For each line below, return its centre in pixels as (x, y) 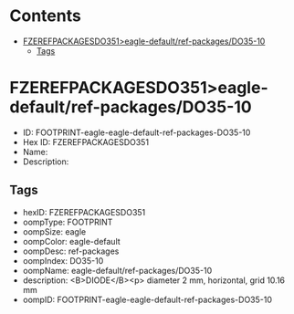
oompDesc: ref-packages (71, 251)
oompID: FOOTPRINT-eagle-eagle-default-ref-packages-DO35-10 (147, 299)
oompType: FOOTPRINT (68, 222)
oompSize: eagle (54, 231)
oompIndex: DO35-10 (63, 260)
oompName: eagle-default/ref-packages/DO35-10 (117, 270)
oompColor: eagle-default (71, 241)
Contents (46, 16)
